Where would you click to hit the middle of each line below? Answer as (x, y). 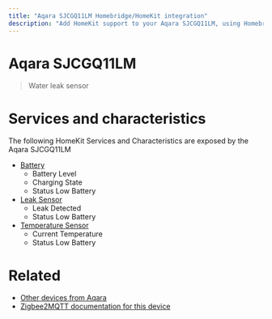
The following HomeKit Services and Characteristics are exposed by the (129, 141)
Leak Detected (57, 208)
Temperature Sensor (54, 225)
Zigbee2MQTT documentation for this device (95, 306)
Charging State (57, 182)
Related (34, 275)
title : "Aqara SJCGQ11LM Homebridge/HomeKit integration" (108, 16)
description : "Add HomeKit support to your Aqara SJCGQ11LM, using (125, 23)
